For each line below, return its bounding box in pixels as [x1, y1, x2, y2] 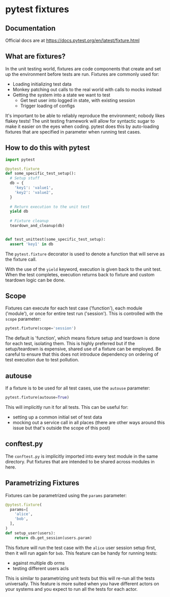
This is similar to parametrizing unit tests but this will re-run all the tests [5, 575, 155, 581]
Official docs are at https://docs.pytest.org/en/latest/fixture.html [5, 37, 140, 43]
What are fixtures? [5, 52, 66, 61]
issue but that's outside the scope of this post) [12, 425, 110, 431]
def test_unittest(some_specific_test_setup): [5, 237, 106, 242]
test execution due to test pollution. [5, 357, 79, 363]
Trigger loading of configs [20, 102, 75, 109]
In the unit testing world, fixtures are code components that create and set [5, 65, 161, 72]
